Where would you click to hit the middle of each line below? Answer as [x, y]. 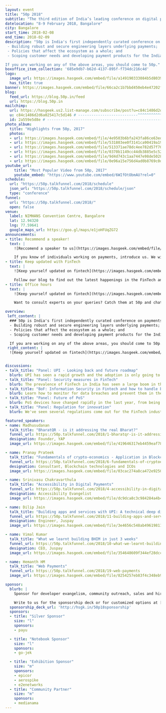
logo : [11, 74]
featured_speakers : [25, 420]
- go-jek [23, 653]
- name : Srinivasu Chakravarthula [41, 480]
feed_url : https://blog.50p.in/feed [47, 97]
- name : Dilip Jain [25, 507]
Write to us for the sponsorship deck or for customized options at [86, 603]
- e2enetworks [28, 685]
